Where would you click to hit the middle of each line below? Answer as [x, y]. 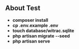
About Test [23, 8]
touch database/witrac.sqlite [43, 30]
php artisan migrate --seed [41, 36]
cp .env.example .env [35, 25]
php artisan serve [31, 41]
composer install [30, 20]
